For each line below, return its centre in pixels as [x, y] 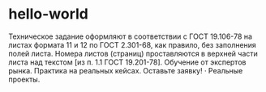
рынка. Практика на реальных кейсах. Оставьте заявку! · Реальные [126, 70]
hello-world [49, 14]
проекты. [24, 79]
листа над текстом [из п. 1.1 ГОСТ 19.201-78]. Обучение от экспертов [127, 62]
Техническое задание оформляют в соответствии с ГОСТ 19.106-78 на [131, 36]
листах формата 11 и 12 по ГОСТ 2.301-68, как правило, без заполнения [133, 44]
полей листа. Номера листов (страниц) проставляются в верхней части [133, 53]
